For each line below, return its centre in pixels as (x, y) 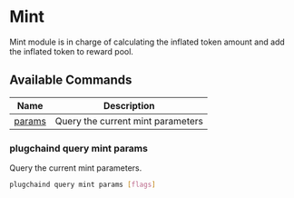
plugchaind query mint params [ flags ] (83, 185)
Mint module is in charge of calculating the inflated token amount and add (147, 42)
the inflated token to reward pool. (72, 51)
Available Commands (71, 80)
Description (129, 105)
